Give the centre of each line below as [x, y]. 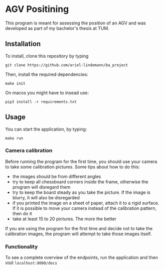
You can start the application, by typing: [46, 129]
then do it [22, 213]
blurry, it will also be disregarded [46, 197]
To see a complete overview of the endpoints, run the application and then [82, 258]
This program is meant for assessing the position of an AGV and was [76, 23]
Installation [23, 44]
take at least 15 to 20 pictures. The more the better [64, 219]
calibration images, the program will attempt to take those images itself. [79, 234]
